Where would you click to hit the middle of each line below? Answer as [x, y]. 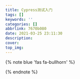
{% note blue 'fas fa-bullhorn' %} [40, 62]
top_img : [15, 48]
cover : [12, 43]
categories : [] [21, 24]
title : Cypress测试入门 [29, 10]
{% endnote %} [22, 72]
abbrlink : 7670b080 [26, 29]
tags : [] [15, 15]
